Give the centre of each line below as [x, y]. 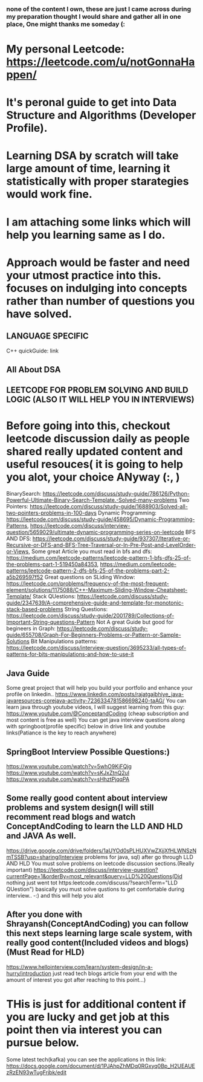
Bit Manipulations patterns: [64, 641]
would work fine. [49, 194]
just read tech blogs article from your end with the [114, 973]
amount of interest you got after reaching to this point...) [76, 980]
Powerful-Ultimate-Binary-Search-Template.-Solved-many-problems [92, 500]
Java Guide [28, 673]
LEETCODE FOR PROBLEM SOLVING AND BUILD [97, 390]
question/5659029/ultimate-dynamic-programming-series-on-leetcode [95, 532]
